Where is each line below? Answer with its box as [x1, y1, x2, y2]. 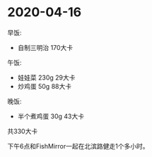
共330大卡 [7, 127, 38, 135]
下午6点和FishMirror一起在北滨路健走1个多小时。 [7, 142, 149, 150]
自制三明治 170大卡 [17, 43, 73, 51]
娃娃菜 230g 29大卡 [17, 73, 76, 82]
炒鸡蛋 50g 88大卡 [17, 82, 72, 90]
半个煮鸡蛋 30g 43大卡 [17, 112, 85, 120]
